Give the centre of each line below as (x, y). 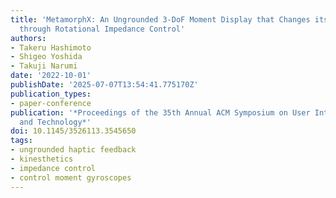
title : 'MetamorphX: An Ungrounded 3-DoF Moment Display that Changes (160, 19)
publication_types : (51, 94)
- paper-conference (51, 103)
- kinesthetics (42, 159)
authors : (28, 38)
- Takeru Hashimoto (51, 47)
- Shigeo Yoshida (46, 57)
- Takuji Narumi (44, 66)
